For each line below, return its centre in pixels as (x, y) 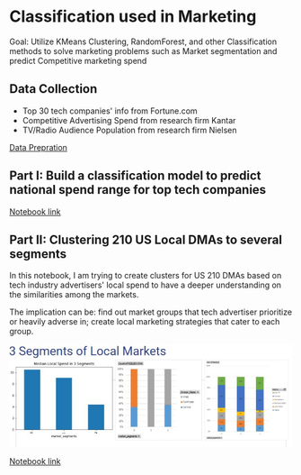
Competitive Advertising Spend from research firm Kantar (129, 120)
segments (38, 254)
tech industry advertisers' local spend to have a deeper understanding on (145, 285)
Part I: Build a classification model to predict (136, 176)
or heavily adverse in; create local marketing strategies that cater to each (145, 322)
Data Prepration (38, 147)
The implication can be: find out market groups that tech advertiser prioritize (151, 312)
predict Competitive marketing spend (78, 60)
